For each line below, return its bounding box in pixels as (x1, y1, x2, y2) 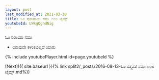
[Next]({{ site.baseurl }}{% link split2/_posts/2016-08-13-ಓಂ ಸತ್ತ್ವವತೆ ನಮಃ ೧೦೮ (5, 63, 155, 69)
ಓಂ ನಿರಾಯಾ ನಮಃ (5, 34, 33, 40)
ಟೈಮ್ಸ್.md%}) (5, 69, 30, 75)
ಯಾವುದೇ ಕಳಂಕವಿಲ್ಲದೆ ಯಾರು (12, 44, 56, 50)
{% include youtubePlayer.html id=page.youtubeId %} (5, 54, 114, 60)
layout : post (5, 7, 32, 12)
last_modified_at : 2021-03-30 (5, 12, 67, 17)
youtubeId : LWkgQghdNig (5, 21, 54, 26)
